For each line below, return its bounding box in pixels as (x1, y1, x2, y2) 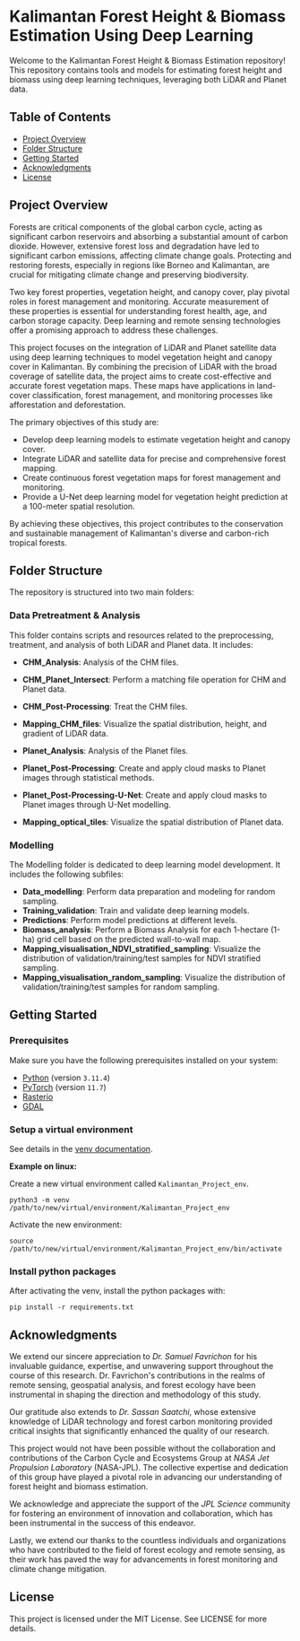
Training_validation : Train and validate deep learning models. (21, 904, 250, 916)
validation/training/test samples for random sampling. (21, 981, 220, 992)
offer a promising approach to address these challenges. (9, 325, 219, 336)
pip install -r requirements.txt (9, 1303, 134, 1312)
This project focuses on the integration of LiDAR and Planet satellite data (9, 342, 277, 353)
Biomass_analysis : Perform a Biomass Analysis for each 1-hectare (21, 924, 269, 935)
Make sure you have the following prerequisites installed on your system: (9, 1054, 279, 1065)
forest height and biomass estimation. (9, 1481, 149, 1492)
